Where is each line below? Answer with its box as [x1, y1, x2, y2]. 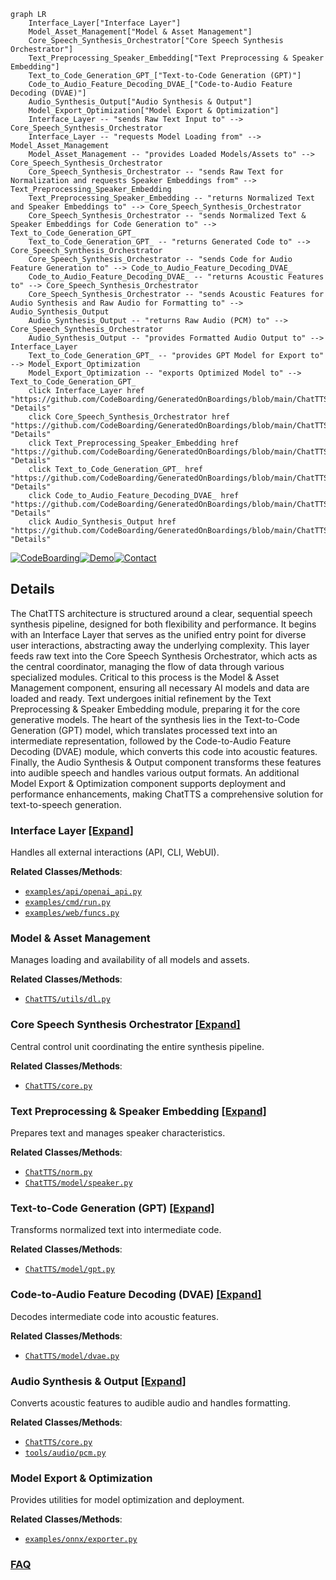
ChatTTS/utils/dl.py [24, 995, 111, 1005]
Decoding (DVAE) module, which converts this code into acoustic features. [10, 745, 318, 757]
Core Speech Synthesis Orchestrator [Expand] [10, 1018, 241, 1032]
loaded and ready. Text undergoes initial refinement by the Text [10, 692, 272, 704]
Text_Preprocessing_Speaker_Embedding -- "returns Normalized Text [28, 193, 315, 203]
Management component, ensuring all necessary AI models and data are [10, 681, 310, 694]
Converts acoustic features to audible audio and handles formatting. [10, 1396, 291, 1409]
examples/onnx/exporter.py [24, 1535, 138, 1545]
